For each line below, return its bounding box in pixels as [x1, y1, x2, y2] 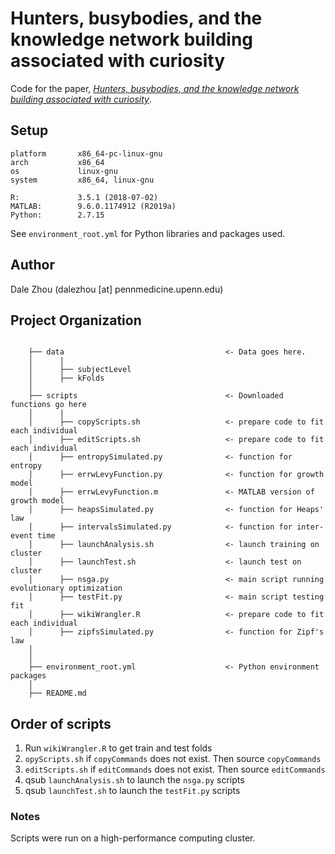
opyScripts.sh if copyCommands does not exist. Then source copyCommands [24, 753, 322, 765]
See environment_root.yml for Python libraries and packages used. [10, 227, 286, 239]
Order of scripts [10, 715, 112, 732]
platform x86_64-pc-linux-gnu [10, 148, 163, 159]
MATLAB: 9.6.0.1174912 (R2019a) [10, 201, 177, 211]
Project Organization [10, 312, 142, 329]
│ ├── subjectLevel [28, 365, 132, 375]
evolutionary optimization [10, 583, 123, 594]
